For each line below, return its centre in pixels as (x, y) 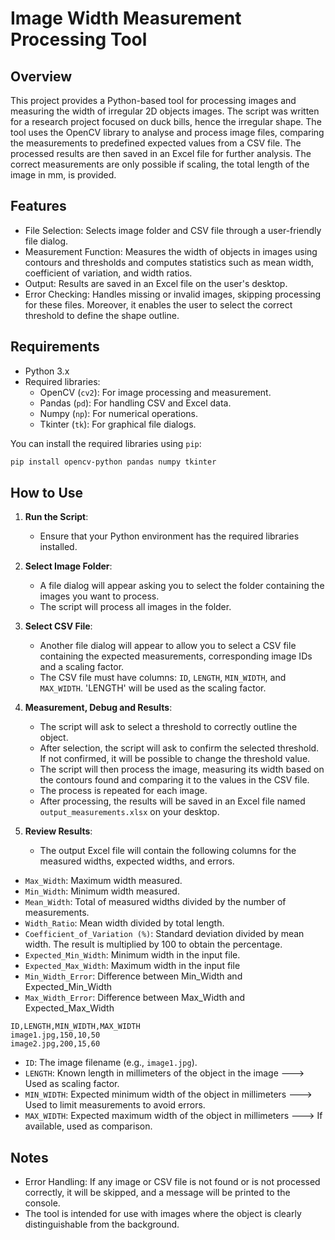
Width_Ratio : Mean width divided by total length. (124, 923)
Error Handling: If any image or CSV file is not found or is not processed (172, 1182)
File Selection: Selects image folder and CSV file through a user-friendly (173, 230)
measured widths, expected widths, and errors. (137, 861)
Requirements (55, 347)
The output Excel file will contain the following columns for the (168, 851)
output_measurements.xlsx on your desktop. (129, 812)
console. (42, 1203)
